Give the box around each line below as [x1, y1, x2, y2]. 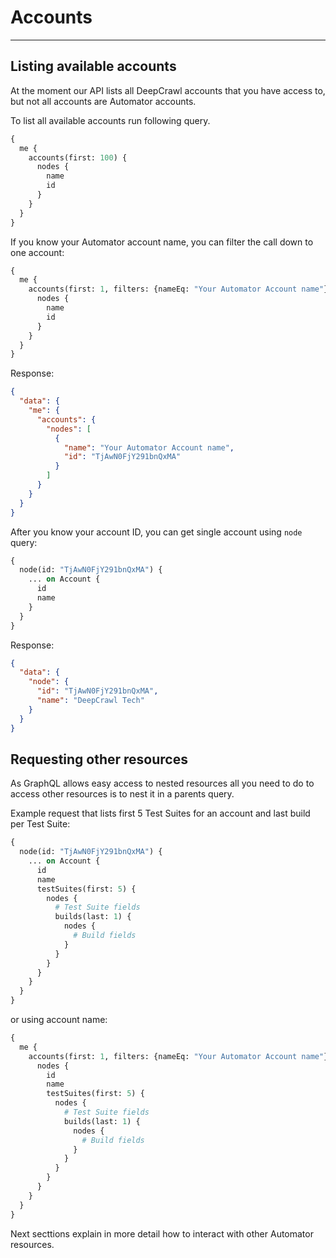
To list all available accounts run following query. [10, 114, 211, 126]
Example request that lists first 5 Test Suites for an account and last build [10, 807, 311, 820]
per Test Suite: [10, 818, 71, 830]
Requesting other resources [10, 751, 188, 768]
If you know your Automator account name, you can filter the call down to [10, 236, 314, 248]
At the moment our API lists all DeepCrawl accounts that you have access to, [10, 84, 326, 96]
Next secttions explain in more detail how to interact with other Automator [10, 1227, 314, 1240]
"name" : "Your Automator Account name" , [63, 442, 235, 453]
